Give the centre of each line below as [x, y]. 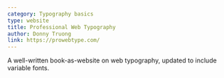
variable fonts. [28, 68]
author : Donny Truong [39, 34]
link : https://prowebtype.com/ [54, 40]
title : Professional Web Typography [62, 27]
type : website [28, 21]
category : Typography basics [50, 14]
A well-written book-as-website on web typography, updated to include [112, 60]
